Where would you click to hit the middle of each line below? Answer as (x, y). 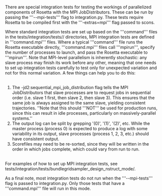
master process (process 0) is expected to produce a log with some (80, 128)
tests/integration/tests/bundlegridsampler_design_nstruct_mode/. (70, 169)
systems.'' (22, 118)
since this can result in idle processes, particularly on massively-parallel (84, 113)
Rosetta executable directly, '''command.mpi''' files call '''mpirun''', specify (80, 47)
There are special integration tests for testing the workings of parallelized (78, 7)
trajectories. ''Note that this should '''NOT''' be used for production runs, (85, 108)
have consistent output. (36, 139)
